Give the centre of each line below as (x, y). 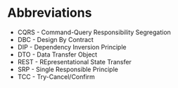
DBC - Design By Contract (55, 39)
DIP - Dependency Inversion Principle (72, 47)
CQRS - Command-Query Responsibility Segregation (94, 32)
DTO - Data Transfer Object (57, 54)
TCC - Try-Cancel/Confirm (56, 76)
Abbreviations (50, 13)
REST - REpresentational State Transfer (75, 61)
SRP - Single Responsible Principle (68, 69)
